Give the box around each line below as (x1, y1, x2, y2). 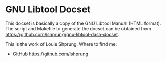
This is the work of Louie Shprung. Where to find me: (5, 41, 117, 47)
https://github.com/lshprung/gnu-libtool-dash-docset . (5, 31, 119, 37)
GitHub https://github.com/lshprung (12, 51, 89, 57)
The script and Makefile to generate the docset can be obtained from (5, 25, 151, 32)
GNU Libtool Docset (5, 4, 91, 15)
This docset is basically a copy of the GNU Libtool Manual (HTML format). (5, 20, 161, 26)
